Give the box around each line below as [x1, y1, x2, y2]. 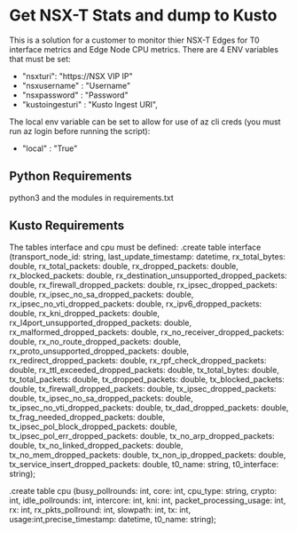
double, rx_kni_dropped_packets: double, [9, 307, 160, 318]
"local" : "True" [21, 143, 78, 154]
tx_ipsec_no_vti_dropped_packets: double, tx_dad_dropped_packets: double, [9, 402, 289, 413]
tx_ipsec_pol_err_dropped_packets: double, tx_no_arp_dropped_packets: [9, 430, 275, 441]
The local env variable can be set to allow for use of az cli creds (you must [9, 116, 281, 127]
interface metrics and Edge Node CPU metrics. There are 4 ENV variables [9, 44, 279, 54]
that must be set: [9, 53, 71, 64]
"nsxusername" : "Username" [21, 80, 131, 91]
